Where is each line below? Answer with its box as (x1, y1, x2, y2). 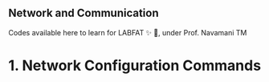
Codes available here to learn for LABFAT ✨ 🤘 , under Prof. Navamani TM (8, 27, 247, 37)
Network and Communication (8, 6, 159, 20)
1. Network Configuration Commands (8, 56, 262, 75)
